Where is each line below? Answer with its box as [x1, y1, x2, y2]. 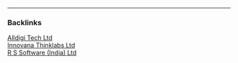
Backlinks [7, 17, 42, 27]
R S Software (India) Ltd [7, 48, 76, 57]
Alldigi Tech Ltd [7, 34, 53, 42]
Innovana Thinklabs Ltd [7, 41, 76, 50]
